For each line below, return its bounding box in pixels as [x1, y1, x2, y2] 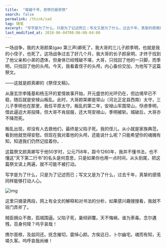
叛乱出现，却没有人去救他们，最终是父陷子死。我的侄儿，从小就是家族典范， [5, 126, 161, 131]
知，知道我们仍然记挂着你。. [5, 138, 63, 144]
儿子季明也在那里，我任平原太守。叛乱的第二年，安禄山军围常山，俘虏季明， [5, 103, 161, 109]
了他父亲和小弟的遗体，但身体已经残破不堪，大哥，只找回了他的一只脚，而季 [5, 57, 161, 62]
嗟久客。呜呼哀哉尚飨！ [5, 238, 53, 244]
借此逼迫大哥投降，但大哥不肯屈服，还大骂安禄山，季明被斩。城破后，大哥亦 [5, 109, 161, 115]
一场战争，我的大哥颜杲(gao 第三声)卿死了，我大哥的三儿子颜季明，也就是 [5, 45, 156, 50]
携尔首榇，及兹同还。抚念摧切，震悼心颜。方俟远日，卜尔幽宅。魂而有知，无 [5, 232, 161, 237]
